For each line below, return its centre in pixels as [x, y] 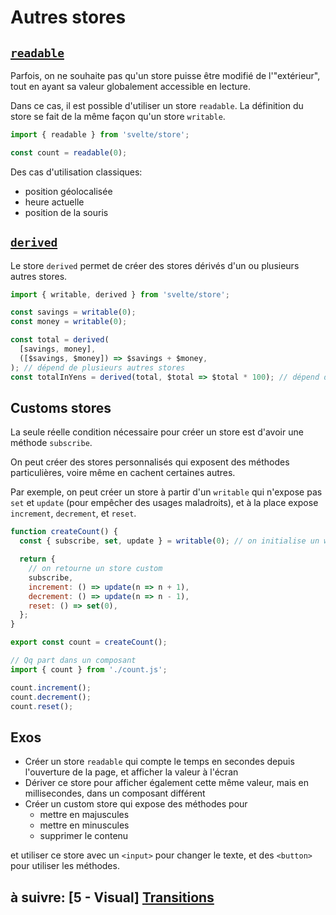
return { [37, 559]
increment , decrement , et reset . [73, 513]
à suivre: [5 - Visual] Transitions [112, 897]
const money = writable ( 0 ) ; [69, 322]
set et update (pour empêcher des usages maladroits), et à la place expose [164, 503]
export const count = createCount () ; [89, 642]
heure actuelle [54, 202]
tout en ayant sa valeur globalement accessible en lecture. [130, 86]
